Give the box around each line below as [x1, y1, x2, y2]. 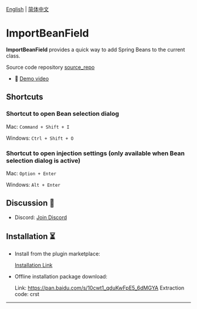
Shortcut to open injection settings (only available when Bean [6, 149, 185, 157]
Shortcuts [6, 92, 43, 102]
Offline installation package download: [14, 273, 107, 280]
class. [6, 52, 21, 59]
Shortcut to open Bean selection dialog [6, 110, 119, 118]
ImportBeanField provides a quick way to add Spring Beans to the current [6, 46, 185, 53]
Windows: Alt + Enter [6, 181, 60, 188]
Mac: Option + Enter [6, 170, 57, 177]
